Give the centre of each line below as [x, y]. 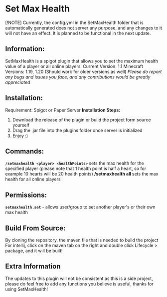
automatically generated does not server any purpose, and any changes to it [83, 27]
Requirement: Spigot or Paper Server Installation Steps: [63, 110]
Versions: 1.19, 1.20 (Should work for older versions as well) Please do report [83, 71]
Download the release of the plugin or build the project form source [82, 119]
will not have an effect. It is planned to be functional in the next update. [78, 33]
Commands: [25, 151]
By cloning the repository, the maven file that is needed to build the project [82, 240]
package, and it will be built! [34, 251]
